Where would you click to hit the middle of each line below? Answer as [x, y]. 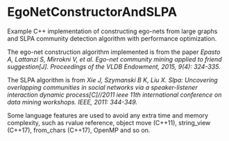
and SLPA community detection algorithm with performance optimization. [112, 38]
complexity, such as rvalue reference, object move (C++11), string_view [109, 122]
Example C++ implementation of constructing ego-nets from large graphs [112, 31]
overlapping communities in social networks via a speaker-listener [102, 87]
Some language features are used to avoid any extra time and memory [108, 115]
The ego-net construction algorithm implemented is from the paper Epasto [114, 52]
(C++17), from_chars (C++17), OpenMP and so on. [79, 130]
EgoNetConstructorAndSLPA [92, 12]
